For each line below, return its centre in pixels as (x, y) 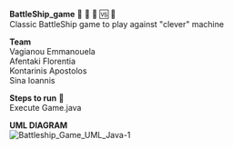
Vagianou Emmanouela (52, 51)
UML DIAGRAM (39, 125)
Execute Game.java (46, 108)
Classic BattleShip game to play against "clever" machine (117, 24)
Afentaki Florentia (42, 61)
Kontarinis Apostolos (48, 71)
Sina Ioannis (32, 80)
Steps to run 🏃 (37, 98)
